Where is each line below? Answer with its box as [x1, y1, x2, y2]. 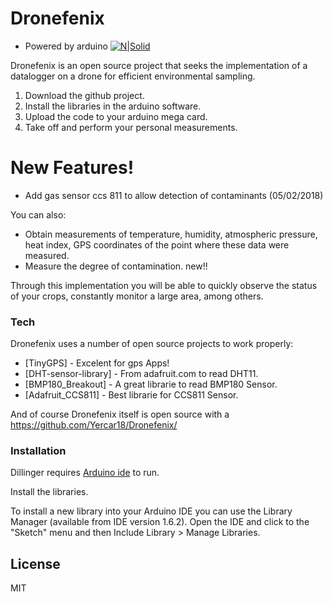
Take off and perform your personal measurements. [24, 121, 238, 133]
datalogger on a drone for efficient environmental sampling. [10, 70, 256, 82]
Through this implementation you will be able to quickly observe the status [10, 279, 318, 291]
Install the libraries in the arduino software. [24, 100, 202, 112]
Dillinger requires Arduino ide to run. [10, 467, 160, 479]
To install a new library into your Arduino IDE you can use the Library [10, 505, 293, 517]
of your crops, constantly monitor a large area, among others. [10, 290, 264, 302]
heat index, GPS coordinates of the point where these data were [24, 238, 290, 251]
